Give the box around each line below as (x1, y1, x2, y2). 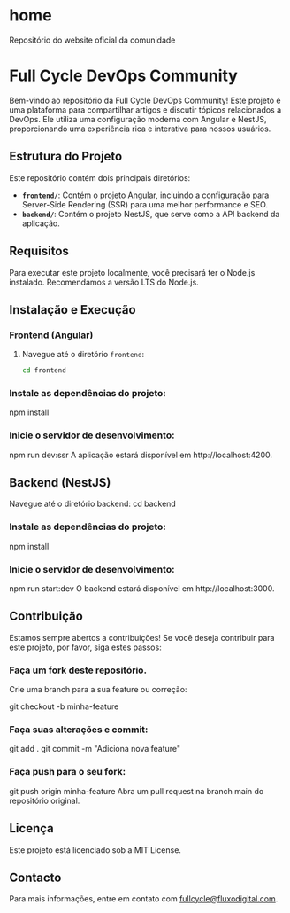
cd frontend (21, 366, 66, 375)
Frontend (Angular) (9, 329, 94, 341)
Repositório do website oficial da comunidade (9, 35, 176, 45)
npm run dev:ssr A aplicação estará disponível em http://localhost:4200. (9, 449, 272, 460)
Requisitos (9, 244, 69, 259)
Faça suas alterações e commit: (9, 723, 149, 736)
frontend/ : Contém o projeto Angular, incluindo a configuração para (21, 190, 270, 200)
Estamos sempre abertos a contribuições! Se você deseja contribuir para (9, 632, 275, 643)
